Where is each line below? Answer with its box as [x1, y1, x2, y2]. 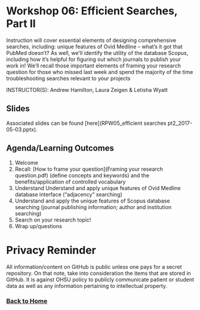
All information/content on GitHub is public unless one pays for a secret [6, 263, 182, 270]
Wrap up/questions [14, 222, 63, 229]
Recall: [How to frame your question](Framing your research [14, 165, 163, 173]
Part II [6, 17, 36, 30]
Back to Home [6, 297, 48, 305]
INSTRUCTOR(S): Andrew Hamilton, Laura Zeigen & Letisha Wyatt [6, 86, 168, 93]
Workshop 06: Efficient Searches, [6, 4, 178, 18]
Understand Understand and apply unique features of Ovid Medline [14, 184, 181, 192]
